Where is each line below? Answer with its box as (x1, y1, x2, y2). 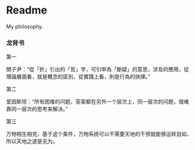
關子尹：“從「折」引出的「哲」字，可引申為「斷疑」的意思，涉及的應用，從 (6, 66, 190, 73)
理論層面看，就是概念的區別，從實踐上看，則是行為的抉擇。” (6, 73, 151, 80)
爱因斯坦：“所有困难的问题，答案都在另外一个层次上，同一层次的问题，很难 (6, 98, 190, 105)
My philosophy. (6, 23, 44, 30)
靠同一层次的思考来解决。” (6, 105, 68, 112)
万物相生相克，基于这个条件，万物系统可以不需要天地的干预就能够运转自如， (6, 131, 192, 138)
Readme (6, 4, 48, 17)
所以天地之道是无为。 (6, 138, 58, 145)
